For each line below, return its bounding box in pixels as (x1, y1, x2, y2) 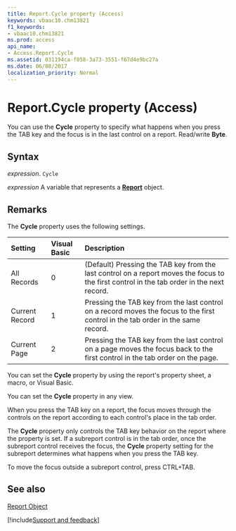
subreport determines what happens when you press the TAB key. (7, 449, 199, 458)
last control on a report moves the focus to (84, 268, 225, 278)
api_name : (7, 43, 37, 50)
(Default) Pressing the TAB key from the (84, 260, 216, 270)
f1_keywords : (7, 23, 46, 30)
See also (7, 483, 46, 495)
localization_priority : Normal (7, 69, 99, 76)
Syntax (7, 151, 39, 163)
